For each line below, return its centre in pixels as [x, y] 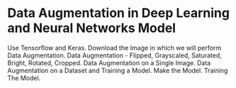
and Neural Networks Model [91, 28]
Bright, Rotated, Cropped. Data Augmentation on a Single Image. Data [109, 62]
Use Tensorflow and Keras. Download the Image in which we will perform [114, 48]
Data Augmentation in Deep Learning [119, 13]
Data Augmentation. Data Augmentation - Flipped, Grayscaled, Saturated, [114, 55]
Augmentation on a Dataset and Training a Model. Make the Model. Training [118, 70]
